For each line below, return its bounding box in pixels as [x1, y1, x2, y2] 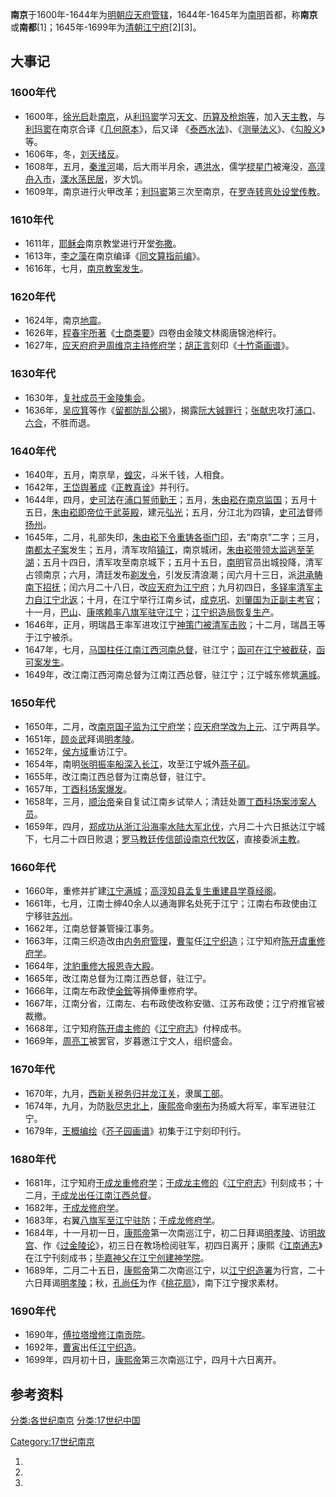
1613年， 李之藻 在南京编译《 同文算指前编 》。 [24, 249, 206, 262]
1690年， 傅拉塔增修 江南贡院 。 [24, 1329, 151, 1341]
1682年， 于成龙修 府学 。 [24, 1202, 125, 1214]
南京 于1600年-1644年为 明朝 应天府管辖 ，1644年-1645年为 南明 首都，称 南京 [10, 9, 318, 20]
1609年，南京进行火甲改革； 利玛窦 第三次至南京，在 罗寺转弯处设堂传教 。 [24, 185, 326, 197]
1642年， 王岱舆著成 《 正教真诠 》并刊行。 [24, 481, 195, 493]
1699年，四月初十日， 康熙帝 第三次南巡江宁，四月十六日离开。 [24, 1354, 282, 1366]
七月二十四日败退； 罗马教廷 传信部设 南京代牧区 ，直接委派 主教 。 [42, 833, 306, 845]
